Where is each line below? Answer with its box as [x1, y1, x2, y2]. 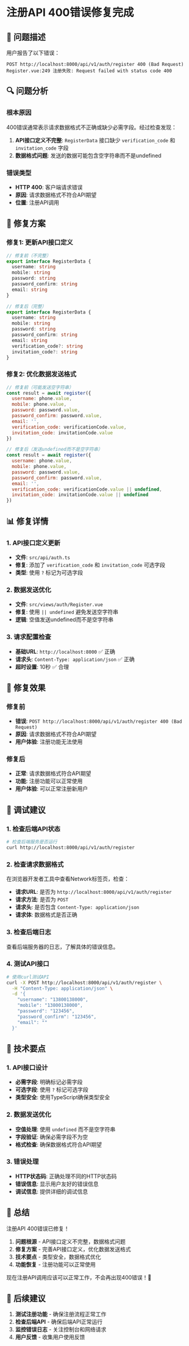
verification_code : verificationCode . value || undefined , [12, 486, 163, 492]
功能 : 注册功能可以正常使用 [15, 777, 83, 785]
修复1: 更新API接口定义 [6, 238, 73, 247]
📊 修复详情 [6, 516, 49, 526]
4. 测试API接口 [6, 960, 50, 968]
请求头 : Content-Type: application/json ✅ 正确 [15, 655, 135, 663]
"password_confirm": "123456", [17, 1014, 97, 1020]
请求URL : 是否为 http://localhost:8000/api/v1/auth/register [15, 888, 172, 896]
